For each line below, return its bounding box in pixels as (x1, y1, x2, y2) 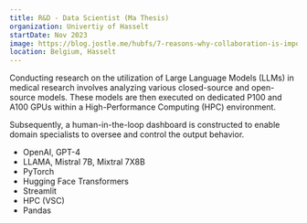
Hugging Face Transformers (22, 175, 130, 187)
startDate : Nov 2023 (9, 30, 89, 39)
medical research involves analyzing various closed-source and (9, 82, 249, 93)
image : (9, 38, 35, 48)
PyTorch (22, 166, 55, 177)
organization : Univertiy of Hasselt (9, 22, 149, 31)
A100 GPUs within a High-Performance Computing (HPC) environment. (9, 101, 277, 112)
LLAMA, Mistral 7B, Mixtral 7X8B (22, 156, 146, 167)
